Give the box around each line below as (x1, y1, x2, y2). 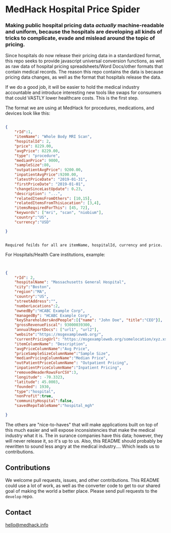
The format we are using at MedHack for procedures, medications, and (5, 105, 154, 111)
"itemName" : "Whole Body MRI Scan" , (14, 134, 93, 139)
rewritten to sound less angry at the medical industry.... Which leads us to (5, 443, 160, 449)
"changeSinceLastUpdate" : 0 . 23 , (14, 186, 83, 191)
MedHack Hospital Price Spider (5, 4, 140, 15)
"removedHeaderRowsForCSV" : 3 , (14, 370, 79, 375)
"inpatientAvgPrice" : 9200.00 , (14, 172, 79, 177)
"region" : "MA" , (14, 289, 47, 295)
